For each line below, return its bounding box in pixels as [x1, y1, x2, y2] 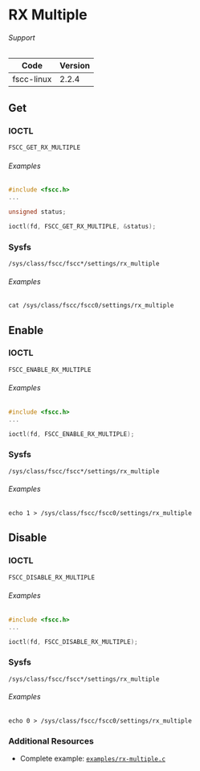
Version [59, 60, 91, 72]
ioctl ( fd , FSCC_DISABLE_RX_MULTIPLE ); [8, 637, 138, 645]
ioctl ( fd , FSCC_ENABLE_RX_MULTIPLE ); [8, 430, 135, 438]
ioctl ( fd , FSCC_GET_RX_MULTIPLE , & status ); [8, 222, 157, 230]
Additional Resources [8, 735, 94, 746]
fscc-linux [12, 74, 52, 85]
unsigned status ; [8, 208, 67, 216]
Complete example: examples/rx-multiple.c [19, 754, 166, 764]
